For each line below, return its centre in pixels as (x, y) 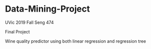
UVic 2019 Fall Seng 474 (30, 22)
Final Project (17, 32)
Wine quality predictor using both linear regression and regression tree (75, 41)
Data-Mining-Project (48, 9)
